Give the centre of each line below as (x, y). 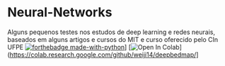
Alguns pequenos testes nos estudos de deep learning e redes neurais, (111, 32)
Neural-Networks (60, 12)
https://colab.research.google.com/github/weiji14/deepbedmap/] (104, 55)
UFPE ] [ (69, 47)
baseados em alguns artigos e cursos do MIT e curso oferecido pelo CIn (113, 39)
